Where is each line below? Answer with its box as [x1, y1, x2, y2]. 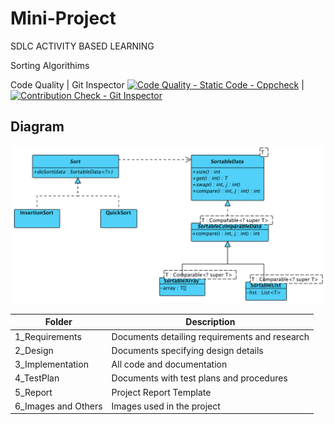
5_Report [14, 386, 53, 398]
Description [185, 316, 236, 328]
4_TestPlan [14, 372, 60, 384]
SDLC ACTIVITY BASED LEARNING [10, 40, 155, 52]
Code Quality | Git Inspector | [10, 78, 305, 91]
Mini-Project [10, 7, 117, 30]
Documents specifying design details [111, 344, 264, 356]
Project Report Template [111, 386, 212, 398]
